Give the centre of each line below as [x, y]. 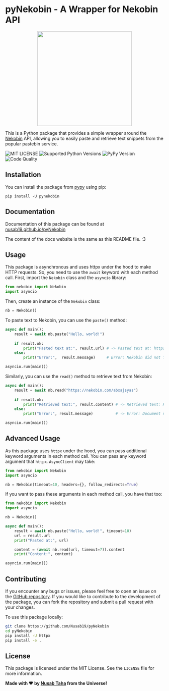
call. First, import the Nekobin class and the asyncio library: [66, 278]
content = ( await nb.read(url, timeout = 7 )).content [69, 549]
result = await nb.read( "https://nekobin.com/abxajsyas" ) [76, 390]
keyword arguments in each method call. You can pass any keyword [76, 456]
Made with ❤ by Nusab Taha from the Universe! [56, 683]
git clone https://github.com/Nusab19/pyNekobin [57, 626]
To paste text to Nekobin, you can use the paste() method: [66, 320]
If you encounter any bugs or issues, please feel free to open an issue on [81, 591]
